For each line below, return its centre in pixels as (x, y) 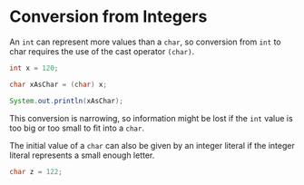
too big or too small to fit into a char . (77, 128)
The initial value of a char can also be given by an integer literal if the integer (152, 145)
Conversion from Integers (108, 17)
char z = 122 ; (36, 171)
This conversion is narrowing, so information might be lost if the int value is (151, 118)
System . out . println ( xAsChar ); (67, 101)
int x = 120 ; (34, 68)
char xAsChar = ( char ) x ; (58, 84)
